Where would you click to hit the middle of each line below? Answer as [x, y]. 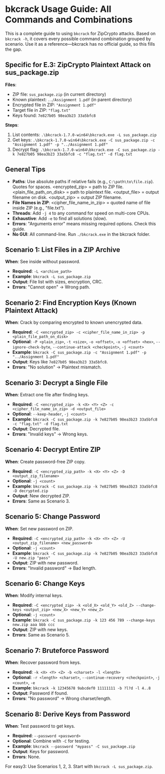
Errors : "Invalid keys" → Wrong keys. [50, 434]
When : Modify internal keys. [34, 596]
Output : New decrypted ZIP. [41, 495]
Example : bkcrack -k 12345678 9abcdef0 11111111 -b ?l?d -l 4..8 [82, 688]
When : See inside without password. [43, 262]
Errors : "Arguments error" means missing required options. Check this [84, 223]
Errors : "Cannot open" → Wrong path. [51, 287]
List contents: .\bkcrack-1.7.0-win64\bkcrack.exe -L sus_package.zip [84, 135]
